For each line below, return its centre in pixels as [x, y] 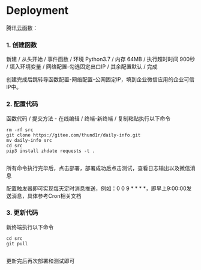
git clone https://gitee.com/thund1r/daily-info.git [73, 135]
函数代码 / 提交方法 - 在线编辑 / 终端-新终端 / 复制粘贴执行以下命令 [88, 118]
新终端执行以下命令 [30, 227]
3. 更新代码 [22, 213]
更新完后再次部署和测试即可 [40, 261]
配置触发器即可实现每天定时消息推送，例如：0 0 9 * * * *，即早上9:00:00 [97, 188]
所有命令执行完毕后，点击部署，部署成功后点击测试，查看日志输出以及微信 [98, 168]
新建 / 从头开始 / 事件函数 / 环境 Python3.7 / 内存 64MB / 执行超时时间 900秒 [100, 59]
